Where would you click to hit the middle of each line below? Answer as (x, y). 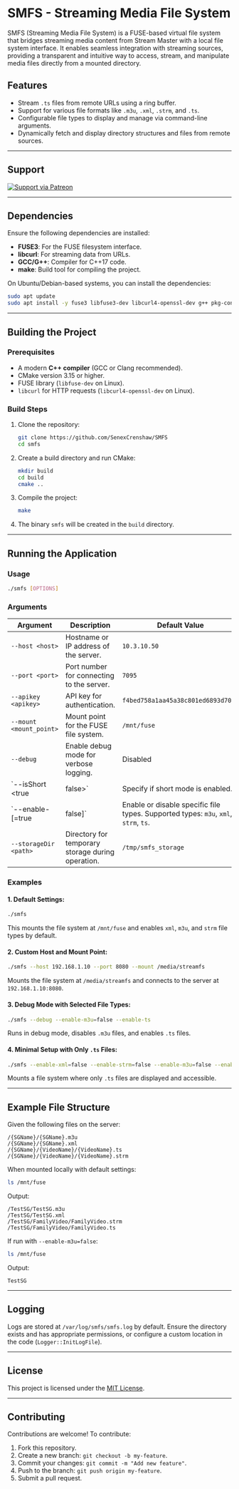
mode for (80, 755)
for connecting (90, 676)
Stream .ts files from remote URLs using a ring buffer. (97, 103)
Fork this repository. (47, 1448)
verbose (79, 764)
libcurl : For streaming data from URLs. (74, 254)
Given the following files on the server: (64, 1125)
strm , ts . (136, 823)
